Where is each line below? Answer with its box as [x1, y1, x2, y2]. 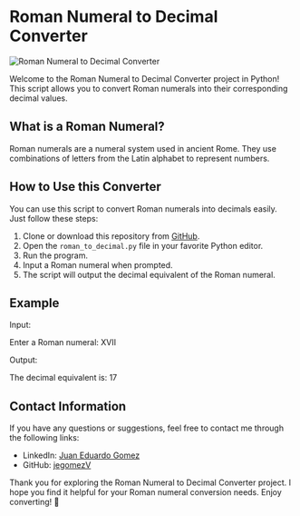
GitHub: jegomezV [22, 460, 92, 471]
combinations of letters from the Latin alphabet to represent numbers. [9, 153, 270, 164]
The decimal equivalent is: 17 [9, 372, 118, 383]
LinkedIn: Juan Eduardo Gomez [22, 450, 140, 461]
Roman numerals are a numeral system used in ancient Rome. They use [9, 143, 276, 154]
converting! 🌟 [9, 497, 60, 508]
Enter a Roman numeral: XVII [9, 337, 117, 348]
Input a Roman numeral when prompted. [22, 259, 174, 270]
